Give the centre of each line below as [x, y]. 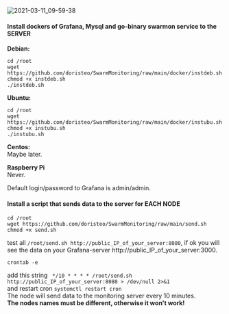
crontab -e [23, 263]
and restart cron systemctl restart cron [64, 289]
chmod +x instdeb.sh [37, 79]
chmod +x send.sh [32, 230]
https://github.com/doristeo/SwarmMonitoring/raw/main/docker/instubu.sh [115, 122]
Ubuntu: [19, 98]
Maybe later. [25, 155]
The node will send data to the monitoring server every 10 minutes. [101, 296]
